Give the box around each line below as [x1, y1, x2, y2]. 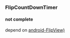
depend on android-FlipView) [5, 27, 65, 33]
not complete [5, 16, 33, 22]
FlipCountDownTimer [5, 4, 58, 11]
